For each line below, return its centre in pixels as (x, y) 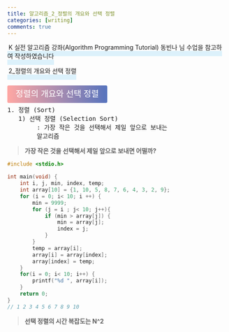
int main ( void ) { (32, 177)
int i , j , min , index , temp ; (62, 183)
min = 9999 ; (50, 203)
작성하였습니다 (34, 56)
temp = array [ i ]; (57, 248)
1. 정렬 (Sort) (31, 110)
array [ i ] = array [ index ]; (70, 255)
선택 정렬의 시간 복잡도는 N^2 (64, 321)
